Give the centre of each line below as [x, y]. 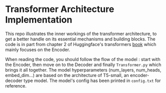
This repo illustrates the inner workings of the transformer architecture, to [81, 33]
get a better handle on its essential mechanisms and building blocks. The [80, 39]
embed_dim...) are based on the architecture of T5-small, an [67, 75]
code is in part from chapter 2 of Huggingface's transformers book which [81, 44]
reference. [16, 85]
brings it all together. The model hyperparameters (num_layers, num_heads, [83, 70]
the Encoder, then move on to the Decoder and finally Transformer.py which [83, 64]
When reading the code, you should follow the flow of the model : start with [83, 59]
